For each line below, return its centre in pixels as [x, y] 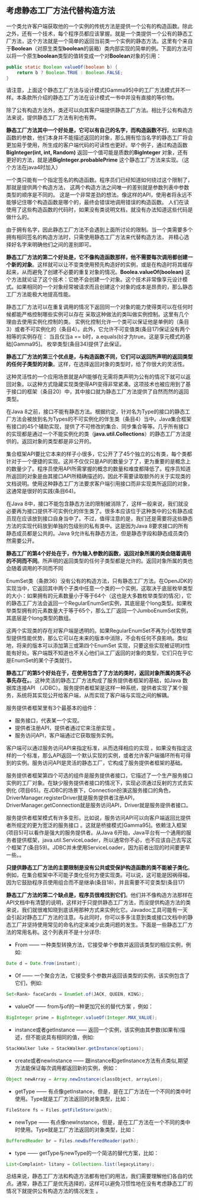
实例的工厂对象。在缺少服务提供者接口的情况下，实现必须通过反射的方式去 [97, 783]
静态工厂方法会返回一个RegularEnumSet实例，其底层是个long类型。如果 [99, 603]
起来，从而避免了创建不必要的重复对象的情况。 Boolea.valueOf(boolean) [95, 272]
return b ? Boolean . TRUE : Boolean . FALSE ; [70, 72]
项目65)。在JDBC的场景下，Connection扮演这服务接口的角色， [97, 790]
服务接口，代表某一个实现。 [49, 721]
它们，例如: [28, 983]
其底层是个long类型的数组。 [40, 618]
